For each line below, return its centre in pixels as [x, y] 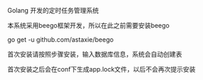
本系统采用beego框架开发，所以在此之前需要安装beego [88, 25]
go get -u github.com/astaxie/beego [61, 40]
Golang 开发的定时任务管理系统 [53, 10]
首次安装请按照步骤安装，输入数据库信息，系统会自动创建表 [95, 54]
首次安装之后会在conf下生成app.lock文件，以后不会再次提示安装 [101, 69]
